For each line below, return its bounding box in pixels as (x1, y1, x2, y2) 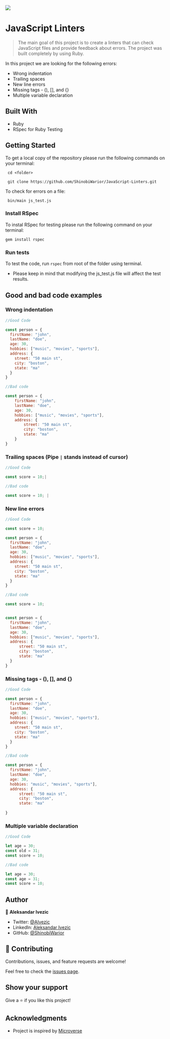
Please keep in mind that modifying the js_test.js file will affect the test (12, 270, 161, 277)
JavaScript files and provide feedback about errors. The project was (17, 45, 162, 51)
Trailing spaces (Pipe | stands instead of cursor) (5, 453, 128, 460)
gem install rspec (5, 237, 45, 242)
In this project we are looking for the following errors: (5, 60, 117, 66)
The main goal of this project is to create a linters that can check (17, 39, 154, 46)
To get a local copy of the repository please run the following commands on (5, 155, 165, 161)
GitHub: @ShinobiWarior (12, 930, 65, 936)
